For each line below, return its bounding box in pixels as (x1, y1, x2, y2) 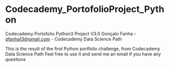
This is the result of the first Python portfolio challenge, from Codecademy (5, 45, 160, 51)
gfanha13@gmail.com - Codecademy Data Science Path (5, 36, 122, 42)
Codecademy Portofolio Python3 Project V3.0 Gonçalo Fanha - (5, 30, 137, 36)
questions (5, 56, 26, 62)
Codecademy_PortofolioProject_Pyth (5, 3, 164, 15)
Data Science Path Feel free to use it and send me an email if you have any (5, 51, 161, 57)
